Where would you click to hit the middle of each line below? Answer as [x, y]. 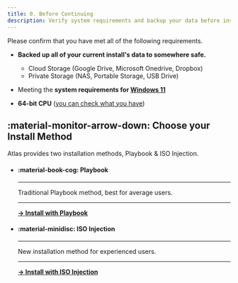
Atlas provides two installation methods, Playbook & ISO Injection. [103, 154]
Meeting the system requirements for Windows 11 [92, 89]
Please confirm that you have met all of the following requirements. [105, 40]
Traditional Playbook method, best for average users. [95, 192]
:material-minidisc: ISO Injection [66, 229]
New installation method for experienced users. [87, 251]
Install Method [40, 137]
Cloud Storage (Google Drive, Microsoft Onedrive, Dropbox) [115, 68]
